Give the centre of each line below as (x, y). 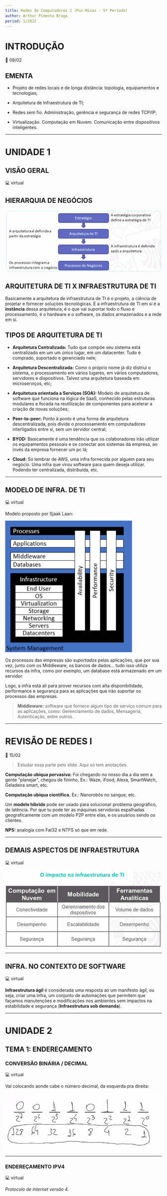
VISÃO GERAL (27, 170)
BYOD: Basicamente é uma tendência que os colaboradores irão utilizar (86, 439)
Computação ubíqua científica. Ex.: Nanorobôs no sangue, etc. (71, 795)
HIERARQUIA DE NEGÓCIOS (49, 200)
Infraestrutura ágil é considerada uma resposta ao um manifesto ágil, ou (80, 990)
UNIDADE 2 (29, 1031)
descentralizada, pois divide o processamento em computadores (79, 424)
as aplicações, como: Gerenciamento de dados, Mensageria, (80, 711)
